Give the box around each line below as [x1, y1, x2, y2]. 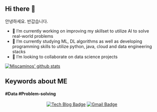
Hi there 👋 [5, 5, 36, 13]
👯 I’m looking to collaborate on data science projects [12, 54, 118, 60]
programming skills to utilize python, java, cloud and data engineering [12, 43, 152, 49]
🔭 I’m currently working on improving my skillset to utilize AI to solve [12, 28, 150, 34]
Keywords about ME [5, 77, 67, 85]
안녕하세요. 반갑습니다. [5, 18, 48, 24]
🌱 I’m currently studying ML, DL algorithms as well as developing [12, 38, 142, 44]
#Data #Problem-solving [5, 91, 56, 96]
